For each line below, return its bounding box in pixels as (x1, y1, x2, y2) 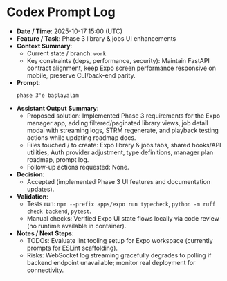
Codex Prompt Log (6, 4, 116, 20)
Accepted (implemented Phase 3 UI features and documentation (26, 177, 211, 185)
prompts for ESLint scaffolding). (26, 244, 118, 252)
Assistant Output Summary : (16, 104, 99, 112)
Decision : (16, 170, 45, 179)
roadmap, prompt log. (26, 155, 89, 163)
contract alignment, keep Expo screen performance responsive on (26, 64, 216, 72)
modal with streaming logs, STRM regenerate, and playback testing (26, 126, 219, 134)
